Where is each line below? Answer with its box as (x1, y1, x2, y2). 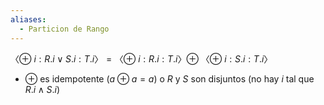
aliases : (10, 14, 47, 25)
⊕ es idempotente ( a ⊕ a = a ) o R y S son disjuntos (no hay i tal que (24, 72, 315, 85)
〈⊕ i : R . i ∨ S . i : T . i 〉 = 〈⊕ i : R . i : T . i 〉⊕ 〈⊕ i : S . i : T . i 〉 (10, 52, 273, 65)
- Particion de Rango (19, 24, 110, 34)
